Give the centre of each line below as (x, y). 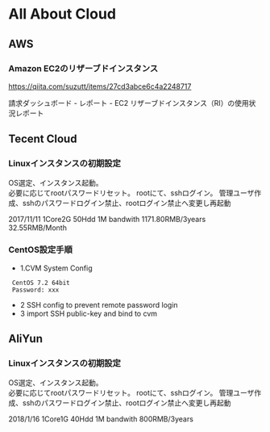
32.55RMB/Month (37, 228)
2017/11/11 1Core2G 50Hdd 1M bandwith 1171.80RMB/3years (107, 219)
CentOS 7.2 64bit (41, 283)
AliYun (25, 339)
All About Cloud (62, 14)
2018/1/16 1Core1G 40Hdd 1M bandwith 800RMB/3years (101, 419)
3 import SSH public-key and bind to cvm (89, 313)
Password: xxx (35, 290)
